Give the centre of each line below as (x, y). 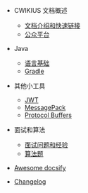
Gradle (34, 71)
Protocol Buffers (48, 115)
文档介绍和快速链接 (52, 26)
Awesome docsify (40, 168)
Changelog (30, 182)
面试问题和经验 (46, 145)
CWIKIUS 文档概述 (41, 10)
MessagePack (45, 107)
